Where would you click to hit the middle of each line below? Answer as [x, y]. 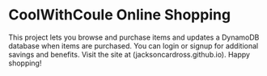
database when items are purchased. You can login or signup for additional [133, 45]
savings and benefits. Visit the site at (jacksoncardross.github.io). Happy [129, 54]
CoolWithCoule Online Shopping [120, 15]
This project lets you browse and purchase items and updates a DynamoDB [134, 37]
